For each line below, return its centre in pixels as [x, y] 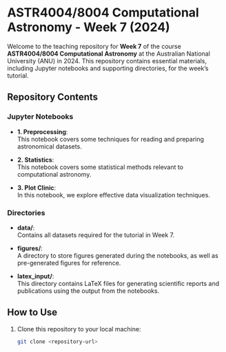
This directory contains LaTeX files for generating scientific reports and [118, 283]
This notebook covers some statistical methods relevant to [100, 167]
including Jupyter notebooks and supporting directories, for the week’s [108, 68]
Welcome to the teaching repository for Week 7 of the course [94, 46]
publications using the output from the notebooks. [88, 291]
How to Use [32, 312]
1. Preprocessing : [42, 131]
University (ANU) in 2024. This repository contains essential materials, [107, 60]
